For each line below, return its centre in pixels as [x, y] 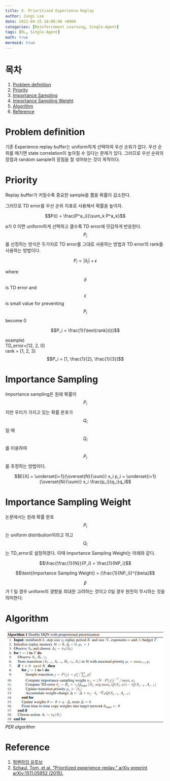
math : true [17, 38]
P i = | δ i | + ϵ [85, 261]
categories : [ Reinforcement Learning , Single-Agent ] [62, 27]
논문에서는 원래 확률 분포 [30, 517]
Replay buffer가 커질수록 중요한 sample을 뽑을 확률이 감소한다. [68, 195]
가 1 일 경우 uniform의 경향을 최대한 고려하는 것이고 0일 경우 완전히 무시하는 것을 [85, 591]
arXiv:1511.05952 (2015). [38, 773]
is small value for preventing [35, 303]
